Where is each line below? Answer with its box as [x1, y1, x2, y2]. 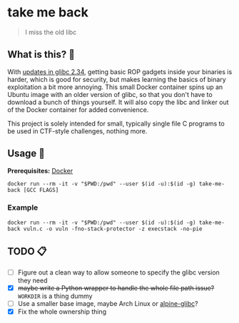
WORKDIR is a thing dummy [17, 292, 93, 300]
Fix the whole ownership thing [17, 307, 107, 316]
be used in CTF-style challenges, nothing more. [7, 126, 148, 135]
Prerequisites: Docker [7, 166, 73, 175]
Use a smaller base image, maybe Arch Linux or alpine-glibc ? [17, 299, 198, 307]
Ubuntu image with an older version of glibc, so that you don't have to [7, 90, 213, 98]
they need [17, 276, 48, 284]
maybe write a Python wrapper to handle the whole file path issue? [17, 283, 215, 292]
